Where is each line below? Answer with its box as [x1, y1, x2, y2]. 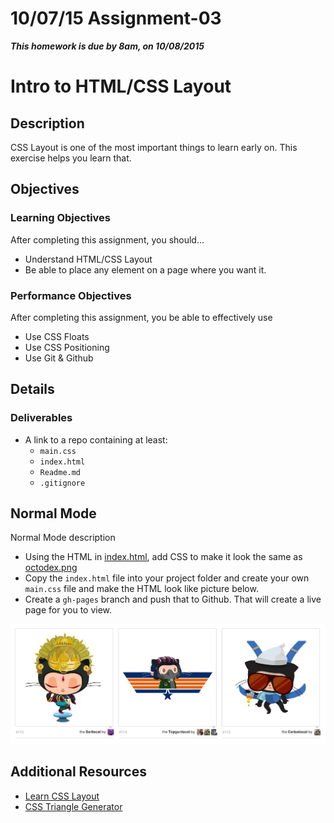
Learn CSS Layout [24, 790, 100, 802]
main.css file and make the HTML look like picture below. [24, 583, 259, 595]
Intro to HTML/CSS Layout [10, 75, 232, 98]
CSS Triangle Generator [24, 800, 123, 812]
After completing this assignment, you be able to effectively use [10, 311, 273, 323]
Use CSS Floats [24, 330, 90, 342]
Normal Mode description [10, 532, 116, 544]
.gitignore [39, 478, 86, 488]
